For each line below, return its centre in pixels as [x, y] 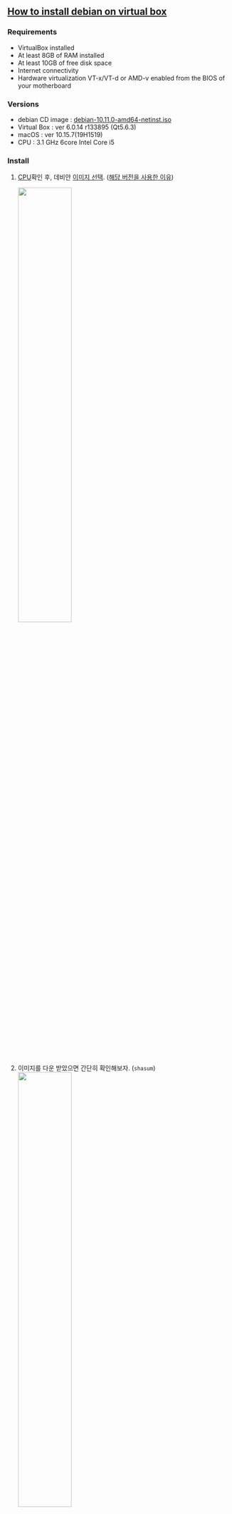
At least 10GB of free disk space [65, 63]
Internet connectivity [48, 70]
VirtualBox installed [46, 47]
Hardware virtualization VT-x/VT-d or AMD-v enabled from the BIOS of [121, 78]
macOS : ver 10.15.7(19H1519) [60, 134]
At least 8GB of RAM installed [61, 55]
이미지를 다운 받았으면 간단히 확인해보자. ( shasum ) [86, 1068]
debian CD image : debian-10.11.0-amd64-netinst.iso [95, 119]
